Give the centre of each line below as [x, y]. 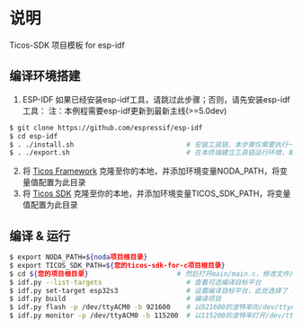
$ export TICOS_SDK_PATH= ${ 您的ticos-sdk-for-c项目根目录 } [117, 265]
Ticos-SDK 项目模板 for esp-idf [67, 45]
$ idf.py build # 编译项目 [115, 299]
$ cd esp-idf [34, 136]
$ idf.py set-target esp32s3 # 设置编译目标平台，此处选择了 [149, 290]
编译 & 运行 [40, 236]
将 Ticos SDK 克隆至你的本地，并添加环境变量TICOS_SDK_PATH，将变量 [156, 193]
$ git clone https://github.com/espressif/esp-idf [106, 128]
